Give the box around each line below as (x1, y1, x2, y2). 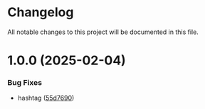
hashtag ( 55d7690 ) (17, 93, 75, 103)
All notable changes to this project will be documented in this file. (7, 28, 199, 36)
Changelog (7, 4, 74, 21)
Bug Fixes (7, 78, 43, 88)
